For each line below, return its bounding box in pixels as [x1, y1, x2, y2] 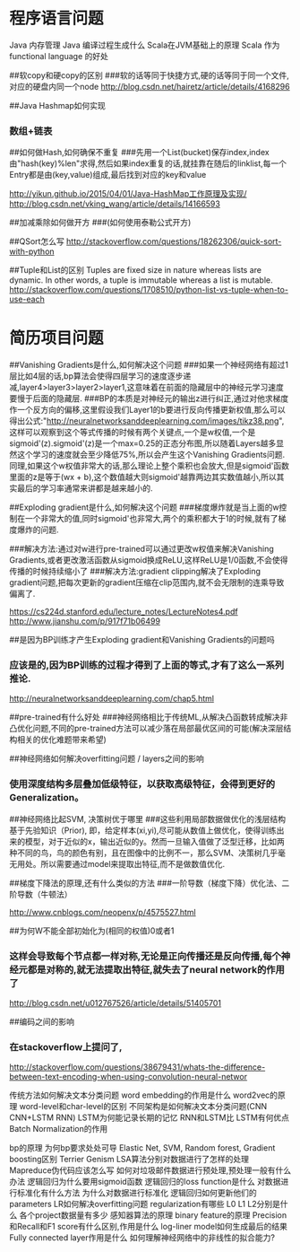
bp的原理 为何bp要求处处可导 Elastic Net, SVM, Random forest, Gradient [9, 1143, 276, 1153]
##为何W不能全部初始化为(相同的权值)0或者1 [9, 925, 175, 936]
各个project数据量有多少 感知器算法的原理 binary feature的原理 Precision [19, 1210, 287, 1221]
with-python [9, 246, 56, 257]
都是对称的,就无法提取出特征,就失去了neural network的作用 [27, 963, 285, 976]
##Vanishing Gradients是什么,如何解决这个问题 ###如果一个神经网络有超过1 [9, 360, 289, 371]
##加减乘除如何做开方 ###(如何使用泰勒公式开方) [9, 217, 192, 228]
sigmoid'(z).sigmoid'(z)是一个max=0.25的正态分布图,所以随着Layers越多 [9, 438, 277, 449]
